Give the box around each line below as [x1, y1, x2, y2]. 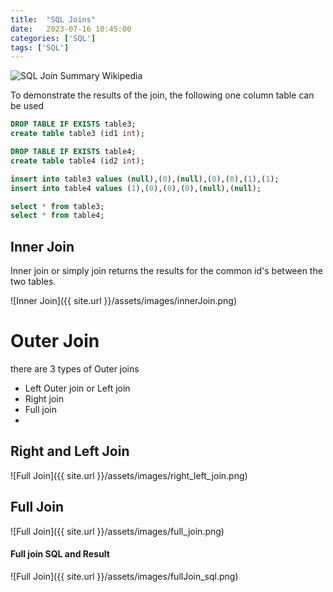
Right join [24, 393, 65, 405]
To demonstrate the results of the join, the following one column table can [10, 89, 315, 101]
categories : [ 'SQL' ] [10, 33, 97, 43]
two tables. [10, 276, 57, 288]
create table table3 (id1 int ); [10, 129, 145, 139]
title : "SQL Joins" [10, 14, 97, 25]
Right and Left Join [10, 443, 130, 460]
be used [10, 100, 45, 112]
